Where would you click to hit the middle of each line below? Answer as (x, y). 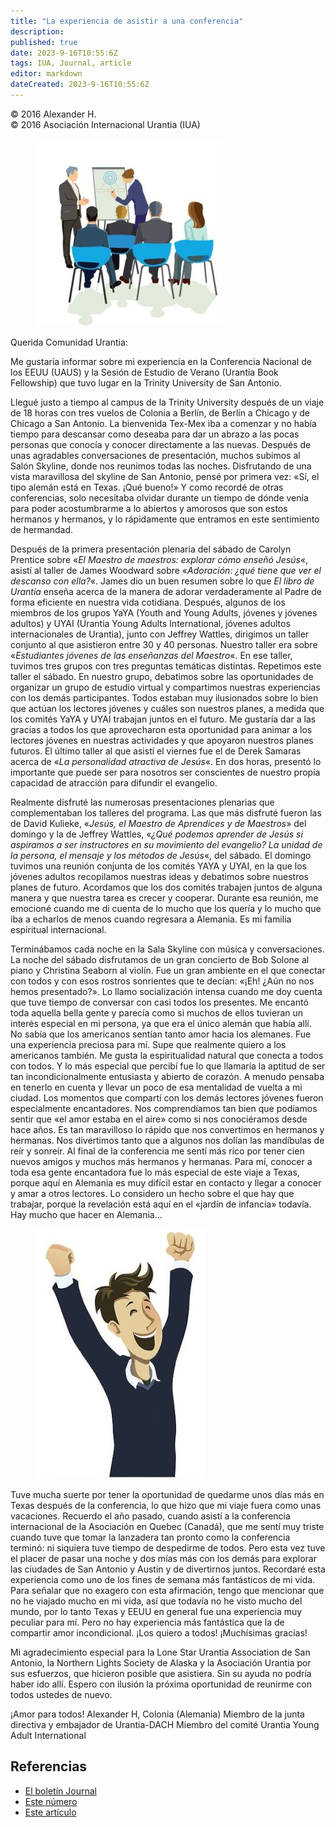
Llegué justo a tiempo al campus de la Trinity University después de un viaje (167, 402)
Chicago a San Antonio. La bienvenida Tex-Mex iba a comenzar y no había (163, 423)
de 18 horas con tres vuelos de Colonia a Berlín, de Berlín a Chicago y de (160, 412)
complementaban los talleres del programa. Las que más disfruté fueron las (166, 812)
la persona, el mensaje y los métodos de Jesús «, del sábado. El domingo (161, 855)
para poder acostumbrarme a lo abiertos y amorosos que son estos (149, 508)
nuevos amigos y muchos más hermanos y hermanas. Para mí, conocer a (161, 1161)
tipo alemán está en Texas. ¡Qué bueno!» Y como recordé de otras (147, 487)
